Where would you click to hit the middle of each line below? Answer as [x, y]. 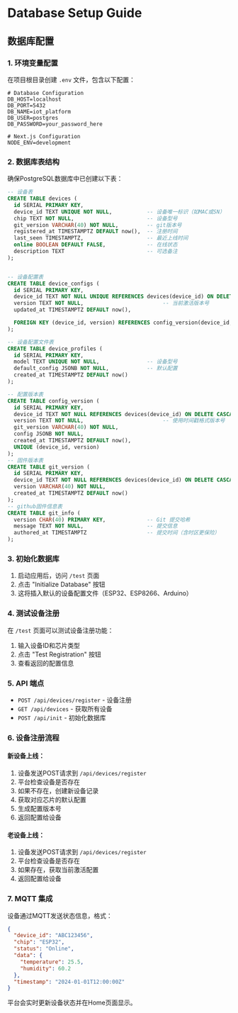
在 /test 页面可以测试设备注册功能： [61, 630]
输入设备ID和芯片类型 [49, 645]
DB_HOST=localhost [34, 99]
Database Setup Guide [75, 13]
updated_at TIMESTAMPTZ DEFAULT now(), [73, 310]
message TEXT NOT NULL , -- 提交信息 [96, 526]
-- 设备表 [20, 192]
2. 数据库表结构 [34, 162]
